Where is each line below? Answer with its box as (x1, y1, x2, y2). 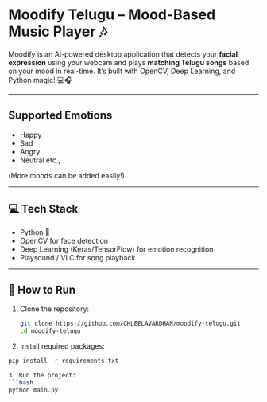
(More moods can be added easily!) (8, 170, 126, 180)
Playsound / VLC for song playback (19, 252, 136, 262)
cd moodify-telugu (19, 327, 81, 335)
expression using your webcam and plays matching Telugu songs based (8, 57, 250, 67)
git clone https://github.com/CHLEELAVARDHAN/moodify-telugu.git (19, 320, 241, 328)
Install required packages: (19, 342, 105, 351)
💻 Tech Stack (8, 202, 79, 216)
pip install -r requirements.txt (8, 357, 119, 365)
